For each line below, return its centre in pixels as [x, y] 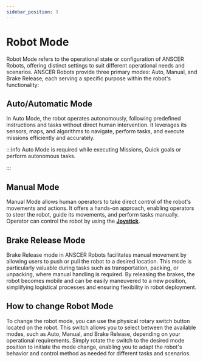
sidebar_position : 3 [33, 12]
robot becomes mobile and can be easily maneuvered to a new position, [97, 281]
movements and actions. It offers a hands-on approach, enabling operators [100, 208]
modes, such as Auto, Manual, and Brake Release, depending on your [93, 334]
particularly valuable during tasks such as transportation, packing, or [93, 268]
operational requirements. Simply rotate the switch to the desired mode [95, 340]
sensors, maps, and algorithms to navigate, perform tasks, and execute [95, 131]
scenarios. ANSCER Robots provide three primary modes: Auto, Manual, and [102, 72]
